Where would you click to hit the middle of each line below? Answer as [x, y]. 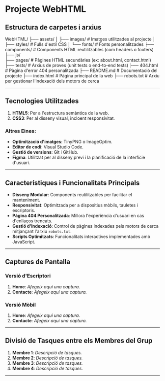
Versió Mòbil [20, 305]
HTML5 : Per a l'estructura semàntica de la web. [60, 113]
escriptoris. [24, 210]
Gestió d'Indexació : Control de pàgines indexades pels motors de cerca [85, 226]
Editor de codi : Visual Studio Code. [48, 147]
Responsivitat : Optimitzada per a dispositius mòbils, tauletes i [75, 205]
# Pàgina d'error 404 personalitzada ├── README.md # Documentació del [81, 70]
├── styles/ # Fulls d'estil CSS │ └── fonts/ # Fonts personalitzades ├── [80, 44]
